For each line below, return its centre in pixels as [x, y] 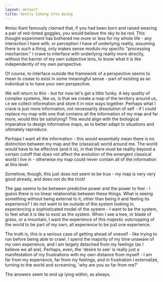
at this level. [17, 164]
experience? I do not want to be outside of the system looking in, [70, 204]
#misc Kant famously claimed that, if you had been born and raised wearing [81, 28]
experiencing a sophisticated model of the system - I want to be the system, [81, 209]
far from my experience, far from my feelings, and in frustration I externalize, [82, 260]
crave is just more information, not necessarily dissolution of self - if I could [81, 108]
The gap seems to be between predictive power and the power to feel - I [78, 188]
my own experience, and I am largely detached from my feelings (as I [74, 244]
